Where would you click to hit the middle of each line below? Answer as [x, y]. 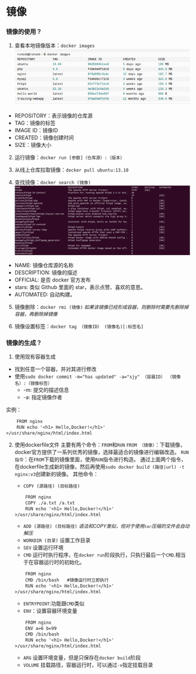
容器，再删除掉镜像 [36, 314]
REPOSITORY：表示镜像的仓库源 [54, 115]
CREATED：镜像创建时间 [44, 137]
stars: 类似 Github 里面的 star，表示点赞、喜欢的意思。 [80, 287]
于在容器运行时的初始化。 [54, 562]
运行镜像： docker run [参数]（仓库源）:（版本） [69, 157]
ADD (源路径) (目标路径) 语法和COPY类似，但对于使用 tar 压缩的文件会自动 [106, 526]
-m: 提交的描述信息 [46, 390]
